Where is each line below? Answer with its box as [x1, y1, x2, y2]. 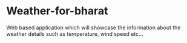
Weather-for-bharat [6, 4, 108, 18]
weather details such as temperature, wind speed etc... [6, 30, 143, 37]
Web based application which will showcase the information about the [6, 24, 181, 31]
